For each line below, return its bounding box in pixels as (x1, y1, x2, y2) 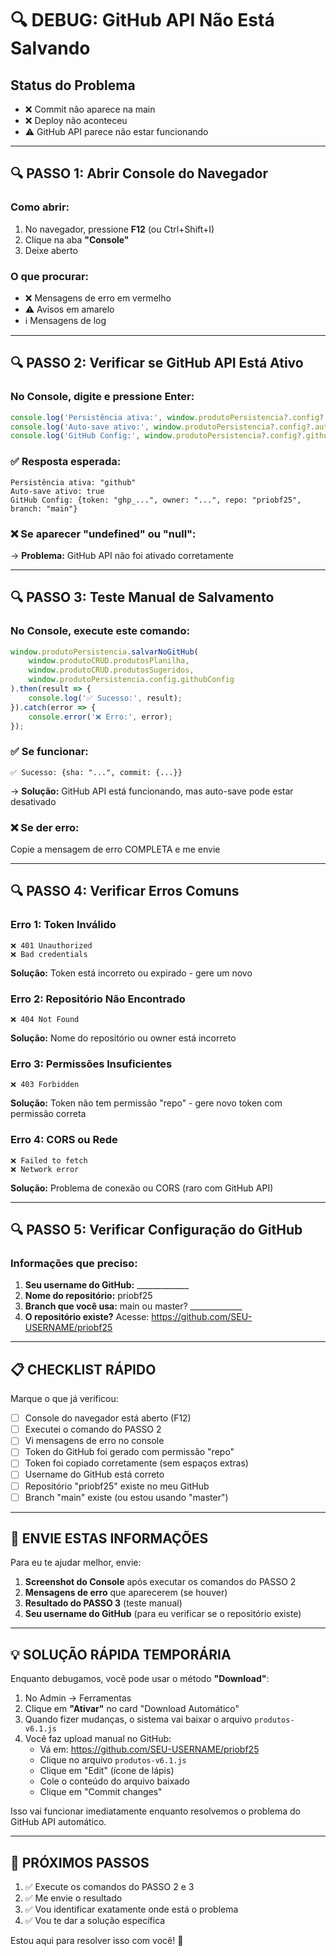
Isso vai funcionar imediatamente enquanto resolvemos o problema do (10, 1805, 301, 1817)
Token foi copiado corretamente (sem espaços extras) (24, 1457, 249, 1469)
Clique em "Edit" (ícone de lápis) (39, 1765, 175, 1777)
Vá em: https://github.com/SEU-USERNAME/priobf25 (39, 1743, 260, 1756)
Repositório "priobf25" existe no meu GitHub (24, 1480, 210, 1492)
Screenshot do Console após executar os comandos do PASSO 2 (24, 1576, 297, 1588)
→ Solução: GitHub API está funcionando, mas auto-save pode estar (10, 785, 294, 797)
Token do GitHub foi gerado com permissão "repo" (24, 1446, 235, 1458)
